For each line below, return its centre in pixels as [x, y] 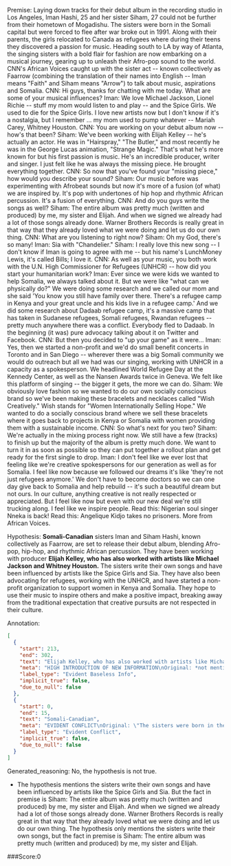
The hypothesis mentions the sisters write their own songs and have [114, 784]
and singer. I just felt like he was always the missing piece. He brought [107, 164]
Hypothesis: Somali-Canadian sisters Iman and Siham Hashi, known [104, 537]
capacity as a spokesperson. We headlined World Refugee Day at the [105, 369]
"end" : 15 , [35, 713]
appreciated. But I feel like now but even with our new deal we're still [104, 501]
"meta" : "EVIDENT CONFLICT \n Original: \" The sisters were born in [117, 726]
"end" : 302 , [36, 655]
